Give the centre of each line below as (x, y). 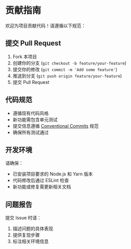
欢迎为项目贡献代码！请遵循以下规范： (45, 26)
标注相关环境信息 (31, 241)
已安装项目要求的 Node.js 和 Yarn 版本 (53, 174)
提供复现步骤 (26, 235)
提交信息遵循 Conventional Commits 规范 (56, 126)
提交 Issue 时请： (23, 218)
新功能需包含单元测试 (35, 119)
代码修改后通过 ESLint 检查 (41, 180)
